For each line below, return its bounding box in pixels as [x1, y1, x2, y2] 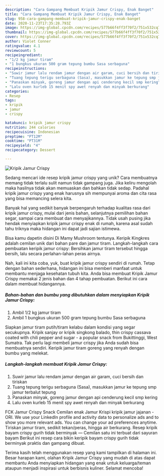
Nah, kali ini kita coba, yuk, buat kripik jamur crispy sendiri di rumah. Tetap [5, 260, 155, 266]
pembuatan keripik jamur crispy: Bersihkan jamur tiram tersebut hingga [5, 245, 148, 251]
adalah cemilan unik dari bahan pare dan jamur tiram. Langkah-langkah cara [5, 240, 159, 246]
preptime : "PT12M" [5, 134, 42, 139]
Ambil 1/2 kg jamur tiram [12, 310, 61, 315]
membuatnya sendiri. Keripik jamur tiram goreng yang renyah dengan [5, 345, 145, 351]
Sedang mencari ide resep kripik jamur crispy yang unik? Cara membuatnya [5, 174, 158, 181]
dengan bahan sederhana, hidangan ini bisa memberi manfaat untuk [5, 265, 143, 271]
